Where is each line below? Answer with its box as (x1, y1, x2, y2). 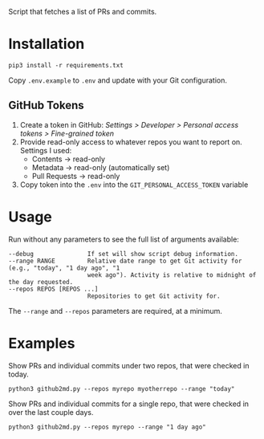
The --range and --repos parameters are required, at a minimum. (8, 306, 223, 315)
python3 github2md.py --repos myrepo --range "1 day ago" (8, 423, 206, 431)
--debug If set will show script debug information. (8, 250, 239, 258)
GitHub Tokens (8, 99, 84, 112)
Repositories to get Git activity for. (87, 292, 221, 300)
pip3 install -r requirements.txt (8, 61, 124, 69)
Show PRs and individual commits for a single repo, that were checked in (8, 399, 250, 409)
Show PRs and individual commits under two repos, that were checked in (8, 360, 250, 370)
